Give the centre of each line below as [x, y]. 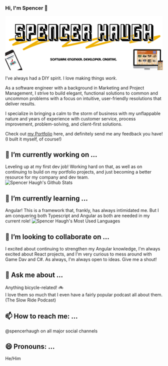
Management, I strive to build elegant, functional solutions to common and [82, 93]
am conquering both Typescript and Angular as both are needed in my [77, 216]
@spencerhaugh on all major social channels [51, 331]
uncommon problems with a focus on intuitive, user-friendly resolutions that [83, 98]
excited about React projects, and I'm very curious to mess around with [79, 254]
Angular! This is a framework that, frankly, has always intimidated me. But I [82, 210]
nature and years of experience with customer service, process [70, 118]
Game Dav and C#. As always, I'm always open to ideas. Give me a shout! [81, 259]
